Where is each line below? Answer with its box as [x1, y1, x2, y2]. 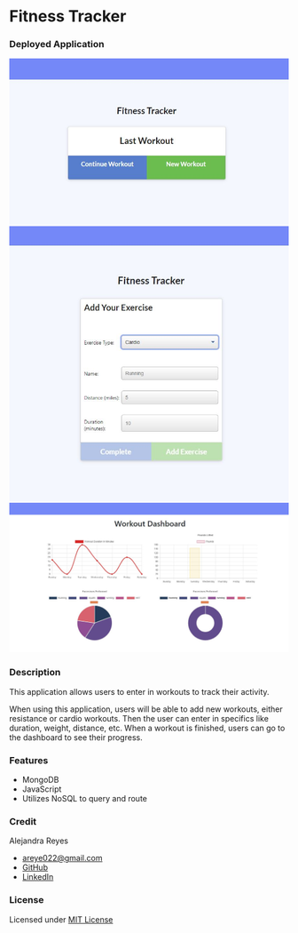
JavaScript [21, 784, 62, 794]
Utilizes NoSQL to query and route [21, 793, 148, 803]
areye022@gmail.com [21, 853, 103, 864]
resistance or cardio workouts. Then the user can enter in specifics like [9, 713, 269, 723]
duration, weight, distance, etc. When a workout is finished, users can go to [9, 722, 286, 733]
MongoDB [21, 774, 59, 785]
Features [9, 754, 49, 766]
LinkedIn [21, 872, 54, 882]
